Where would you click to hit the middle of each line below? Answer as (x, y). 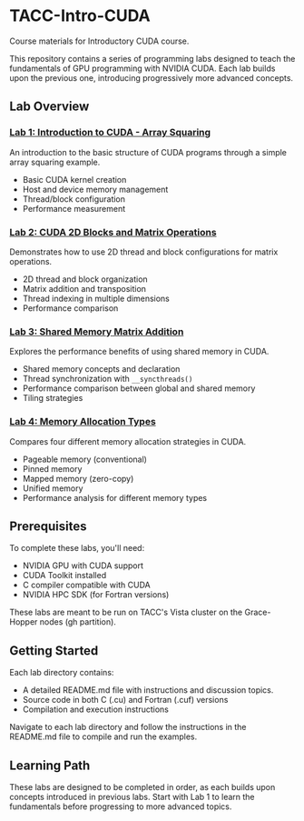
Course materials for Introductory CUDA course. (99, 41)
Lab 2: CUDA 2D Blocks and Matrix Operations (113, 232)
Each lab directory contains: (62, 673)
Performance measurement (74, 208)
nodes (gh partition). (78, 622)
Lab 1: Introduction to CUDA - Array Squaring (110, 133)
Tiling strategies (53, 398)
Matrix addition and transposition (84, 288)
